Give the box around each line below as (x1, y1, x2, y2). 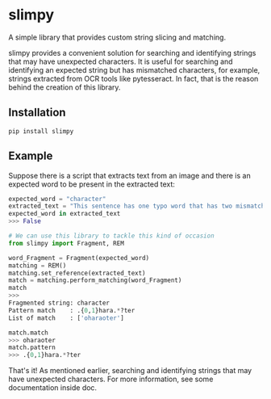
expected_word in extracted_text (8, 210, 121, 218)
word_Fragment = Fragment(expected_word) (8, 254, 150, 262)
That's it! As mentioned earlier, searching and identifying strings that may (8, 366, 252, 376)
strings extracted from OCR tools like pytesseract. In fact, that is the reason (8, 73, 259, 83)
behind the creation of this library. (8, 82, 121, 92)
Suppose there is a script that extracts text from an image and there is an (8, 170, 252, 180)
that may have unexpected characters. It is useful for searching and (8, 57, 233, 66)
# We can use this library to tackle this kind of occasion (8, 232, 215, 240)
